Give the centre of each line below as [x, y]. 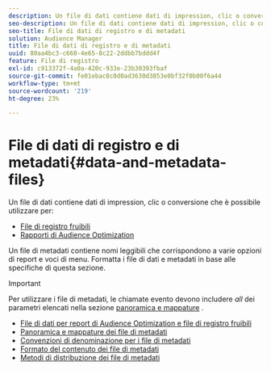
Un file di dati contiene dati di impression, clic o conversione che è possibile [134, 202]
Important [25, 284]
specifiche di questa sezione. [57, 268]
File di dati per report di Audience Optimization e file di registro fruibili [136, 323]
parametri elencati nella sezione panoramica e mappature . [106, 308]
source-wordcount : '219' [50, 91]
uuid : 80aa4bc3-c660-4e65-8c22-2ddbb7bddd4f [84, 53]
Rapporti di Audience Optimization [77, 235]
